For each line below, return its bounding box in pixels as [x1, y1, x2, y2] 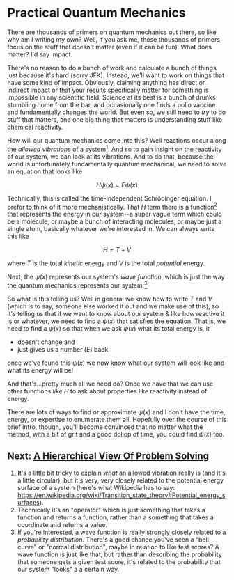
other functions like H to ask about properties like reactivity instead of [7, 386, 208, 395]
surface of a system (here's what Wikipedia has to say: [17, 483, 175, 492]
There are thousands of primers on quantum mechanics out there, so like [7, 28, 217, 36]
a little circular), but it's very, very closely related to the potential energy [17, 476, 224, 485]
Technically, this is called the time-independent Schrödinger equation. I [7, 194, 212, 203]
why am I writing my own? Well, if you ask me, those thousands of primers [7, 35, 221, 43]
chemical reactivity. [7, 123, 63, 131]
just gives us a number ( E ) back [17, 345, 109, 353]
